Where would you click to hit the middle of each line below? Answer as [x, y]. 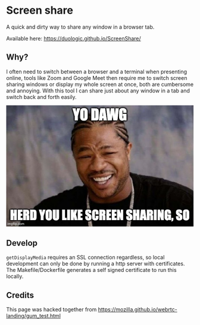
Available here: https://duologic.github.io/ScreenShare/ [74, 38]
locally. [15, 276]
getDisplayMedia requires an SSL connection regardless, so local [85, 258]
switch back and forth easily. [41, 97]
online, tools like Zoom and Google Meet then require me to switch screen [97, 78]
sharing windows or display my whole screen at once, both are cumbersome [100, 84]
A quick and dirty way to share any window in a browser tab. [80, 27]
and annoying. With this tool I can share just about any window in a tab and [98, 91]
